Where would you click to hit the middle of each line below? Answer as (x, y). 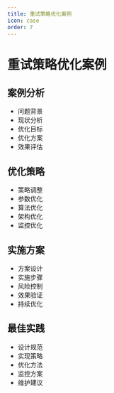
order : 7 (20, 27)
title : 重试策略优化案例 (40, 14)
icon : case (23, 21)
